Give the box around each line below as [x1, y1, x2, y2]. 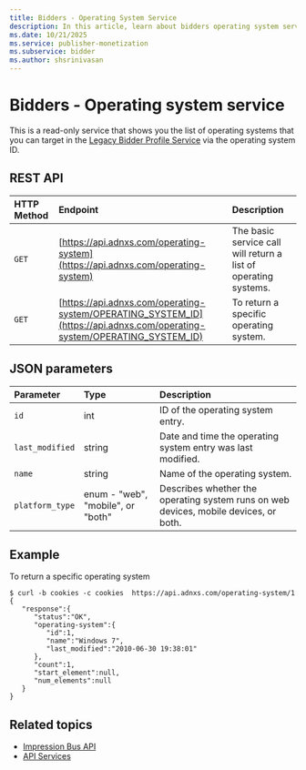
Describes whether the [158, 481, 258, 494]
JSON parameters [9, 361, 114, 377]
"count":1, [33, 661, 76, 670]
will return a [231, 247, 282, 259]
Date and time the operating [158, 430, 280, 442]
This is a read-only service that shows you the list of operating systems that [9, 125, 294, 136]
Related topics [9, 716, 93, 733]
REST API [9, 170, 64, 187]
